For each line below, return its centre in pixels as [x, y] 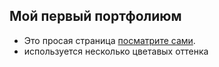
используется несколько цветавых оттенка [116, 51]
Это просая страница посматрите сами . [109, 40]
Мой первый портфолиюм [95, 16]
